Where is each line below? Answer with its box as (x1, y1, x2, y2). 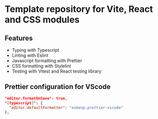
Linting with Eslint (11, 52, 48, 58)
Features (4, 34, 33, 42)
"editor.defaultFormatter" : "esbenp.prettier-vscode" (9, 105, 123, 110)
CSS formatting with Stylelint (11, 63, 71, 69)
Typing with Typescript (11, 47, 59, 53)
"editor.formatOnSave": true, (4, 96, 68, 101)
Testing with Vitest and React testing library (11, 68, 102, 74)
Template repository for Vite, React (4, 3, 153, 15)
